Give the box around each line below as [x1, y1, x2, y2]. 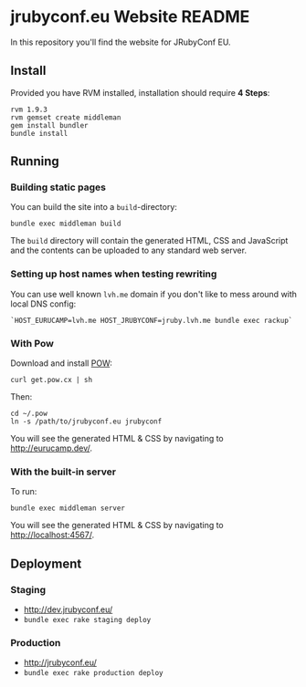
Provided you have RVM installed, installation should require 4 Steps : [10, 87, 270, 98]
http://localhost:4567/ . [10, 529, 95, 540]
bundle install [10, 129, 69, 138]
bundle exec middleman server [10, 504, 126, 513]
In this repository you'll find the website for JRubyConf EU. [10, 36, 231, 47]
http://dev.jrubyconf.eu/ [23, 604, 113, 615]
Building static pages [10, 181, 106, 193]
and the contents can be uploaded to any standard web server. [10, 245, 248, 256]
